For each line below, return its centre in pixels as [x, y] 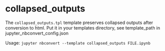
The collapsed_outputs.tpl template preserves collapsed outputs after [79, 22]
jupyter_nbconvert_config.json [37, 33]
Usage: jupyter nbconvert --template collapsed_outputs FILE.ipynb [78, 42]
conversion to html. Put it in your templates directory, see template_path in [83, 27]
